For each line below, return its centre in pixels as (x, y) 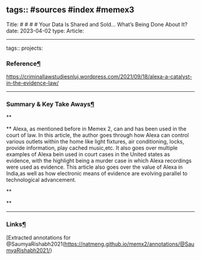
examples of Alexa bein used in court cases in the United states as (88, 154)
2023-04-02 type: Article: (52, 31)
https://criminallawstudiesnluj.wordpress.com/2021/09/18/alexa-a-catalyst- (99, 77)
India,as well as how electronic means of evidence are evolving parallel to (97, 174)
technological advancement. (41, 180)
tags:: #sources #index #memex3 (70, 10)
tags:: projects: (25, 48)
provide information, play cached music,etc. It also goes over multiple (92, 148)
